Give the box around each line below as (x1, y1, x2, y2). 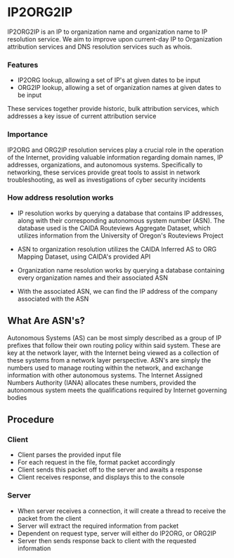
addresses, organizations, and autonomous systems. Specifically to (7, 160, 203, 169)
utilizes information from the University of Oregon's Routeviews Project (17, 231, 223, 240)
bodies (7, 393, 27, 401)
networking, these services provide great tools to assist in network (7, 168, 200, 176)
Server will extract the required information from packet (17, 521, 179, 530)
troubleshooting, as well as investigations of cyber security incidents (7, 175, 206, 183)
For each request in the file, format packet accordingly (17, 458, 176, 467)
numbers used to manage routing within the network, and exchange (7, 363, 204, 372)
